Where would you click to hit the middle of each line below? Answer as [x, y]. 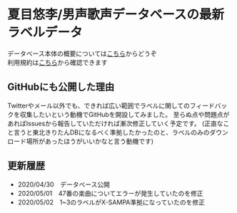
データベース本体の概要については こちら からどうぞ [82, 53]
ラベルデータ [45, 32]
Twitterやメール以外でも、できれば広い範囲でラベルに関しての [99, 105]
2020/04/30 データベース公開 [64, 184]
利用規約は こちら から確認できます [57, 62]
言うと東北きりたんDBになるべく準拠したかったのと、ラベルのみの [111, 132]
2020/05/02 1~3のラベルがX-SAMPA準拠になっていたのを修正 [111, 202]
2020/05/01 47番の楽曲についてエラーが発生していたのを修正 [110, 193]
